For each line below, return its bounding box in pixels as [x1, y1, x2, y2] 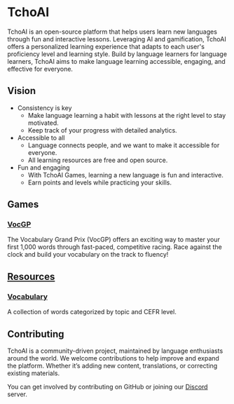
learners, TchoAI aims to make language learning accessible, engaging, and [7, 57, 226, 65]
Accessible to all [17, 133, 65, 142]
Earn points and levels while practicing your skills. [27, 178, 172, 187]
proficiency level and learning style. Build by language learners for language [7, 50, 228, 58]
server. [7, 390, 28, 398]
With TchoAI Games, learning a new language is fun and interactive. [27, 170, 224, 179]
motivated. [27, 119, 60, 127]
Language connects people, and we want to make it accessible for [27, 141, 220, 149]
